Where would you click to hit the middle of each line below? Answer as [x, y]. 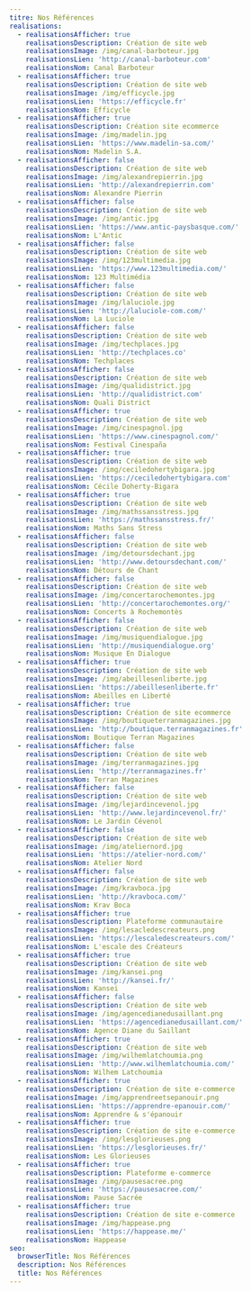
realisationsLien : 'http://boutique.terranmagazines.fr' [134, 729]
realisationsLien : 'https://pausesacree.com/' [114, 1189]
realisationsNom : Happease [76, 1240]
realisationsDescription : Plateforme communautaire [124, 922]
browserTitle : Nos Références [74, 1257]
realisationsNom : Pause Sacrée [84, 1198]
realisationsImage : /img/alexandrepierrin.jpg [114, 176]
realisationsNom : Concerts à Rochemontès [104, 612]
